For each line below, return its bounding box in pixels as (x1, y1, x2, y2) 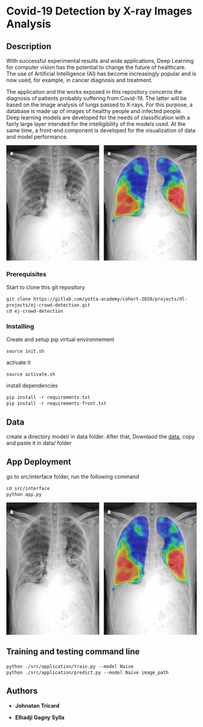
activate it (6, 359, 31, 367)
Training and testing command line (6, 647, 140, 657)
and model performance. (6, 133, 68, 140)
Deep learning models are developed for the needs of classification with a (6, 114, 190, 121)
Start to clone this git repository (6, 283, 85, 291)
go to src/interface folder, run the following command (6, 473, 140, 480)
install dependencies (6, 382, 58, 390)
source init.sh (6, 348, 45, 354)
